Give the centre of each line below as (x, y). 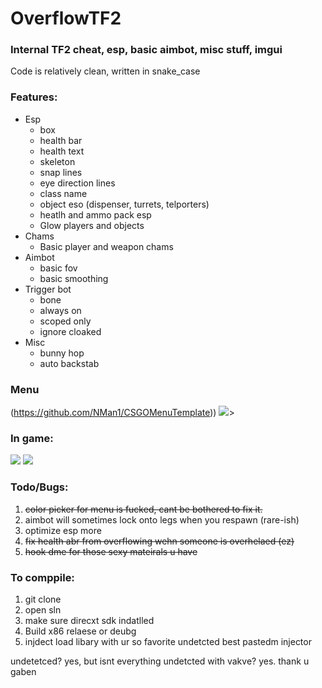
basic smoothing (74, 278)
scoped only (65, 321)
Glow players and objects (92, 225)
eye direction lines (77, 183)
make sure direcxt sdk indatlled (89, 620)
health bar (61, 140)
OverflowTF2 (66, 18)
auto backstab (69, 363)
